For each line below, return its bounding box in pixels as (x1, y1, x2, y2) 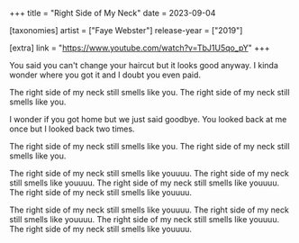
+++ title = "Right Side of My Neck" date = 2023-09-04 (9, 8, 216, 18)
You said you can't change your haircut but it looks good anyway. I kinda (9, 60, 279, 70)
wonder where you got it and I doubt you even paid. (9, 69, 201, 80)
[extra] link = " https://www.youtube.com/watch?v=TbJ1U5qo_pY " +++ (9, 42, 270, 53)
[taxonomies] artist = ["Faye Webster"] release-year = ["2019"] (9, 25, 243, 35)
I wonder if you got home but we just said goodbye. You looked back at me (9, 114, 287, 124)
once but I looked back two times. (9, 123, 135, 134)
